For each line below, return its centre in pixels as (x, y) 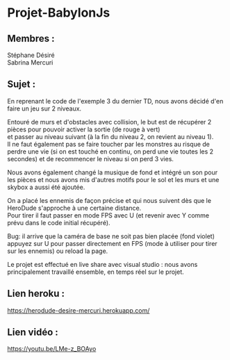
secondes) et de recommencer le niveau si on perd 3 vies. (90, 158)
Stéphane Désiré (31, 55)
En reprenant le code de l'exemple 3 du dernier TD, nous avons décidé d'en (115, 101)
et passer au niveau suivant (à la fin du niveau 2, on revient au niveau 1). (110, 136)
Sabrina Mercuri (30, 63)
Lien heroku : (36, 294)
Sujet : (22, 84)
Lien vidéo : (33, 333)
